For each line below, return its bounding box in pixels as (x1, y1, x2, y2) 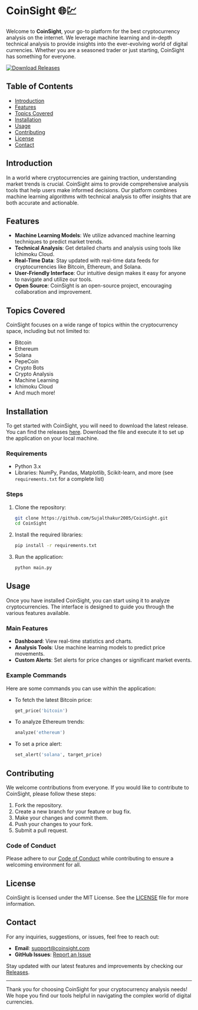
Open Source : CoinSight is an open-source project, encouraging (14, 282, 172, 289)
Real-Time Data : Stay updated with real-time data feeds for (14, 257, 159, 264)
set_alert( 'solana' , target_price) (14, 752, 103, 758)
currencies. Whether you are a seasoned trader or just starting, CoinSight (6, 46, 184, 53)
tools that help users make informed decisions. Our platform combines (6, 186, 177, 193)
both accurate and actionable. (6, 199, 79, 206)
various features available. (6, 609, 70, 616)
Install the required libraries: (14, 531, 83, 538)
